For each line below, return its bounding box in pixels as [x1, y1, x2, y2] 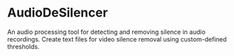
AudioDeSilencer [7, 5, 108, 21]
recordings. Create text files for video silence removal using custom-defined [7, 35, 227, 43]
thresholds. [7, 42, 40, 50]
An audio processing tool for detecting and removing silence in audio [7, 28, 206, 36]
